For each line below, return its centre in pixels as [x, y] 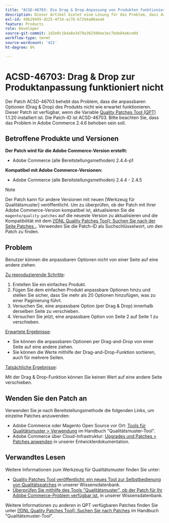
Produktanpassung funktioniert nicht [84, 87]
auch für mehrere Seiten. [38, 358]
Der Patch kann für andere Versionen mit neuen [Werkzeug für [70, 200]
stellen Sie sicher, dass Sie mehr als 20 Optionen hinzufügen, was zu [84, 295]
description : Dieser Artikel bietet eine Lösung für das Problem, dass [82, 15]
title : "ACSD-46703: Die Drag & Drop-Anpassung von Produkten [72, 10]
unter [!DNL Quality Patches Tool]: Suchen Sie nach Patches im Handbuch [82, 510]
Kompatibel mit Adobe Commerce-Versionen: [54, 170]
